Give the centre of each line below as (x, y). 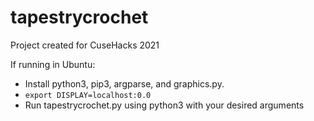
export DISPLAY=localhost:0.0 (88, 95)
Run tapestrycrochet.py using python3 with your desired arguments (164, 105)
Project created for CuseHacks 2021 (85, 45)
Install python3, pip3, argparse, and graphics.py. (124, 83)
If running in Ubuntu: (53, 64)
